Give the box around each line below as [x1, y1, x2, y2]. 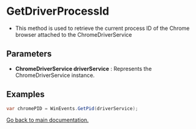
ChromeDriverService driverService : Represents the [15, 65, 152, 72]
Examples [6, 89, 45, 100]
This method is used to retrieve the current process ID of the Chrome [15, 24, 190, 32]
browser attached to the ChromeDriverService [15, 31, 132, 38]
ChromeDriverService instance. [15, 72, 95, 79]
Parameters [6, 49, 52, 59]
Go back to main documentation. [6, 116, 89, 123]
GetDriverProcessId [6, 4, 110, 18]
